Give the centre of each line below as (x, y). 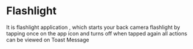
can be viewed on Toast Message (48, 40)
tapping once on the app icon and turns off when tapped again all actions (97, 33)
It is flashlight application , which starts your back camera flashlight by (93, 27)
